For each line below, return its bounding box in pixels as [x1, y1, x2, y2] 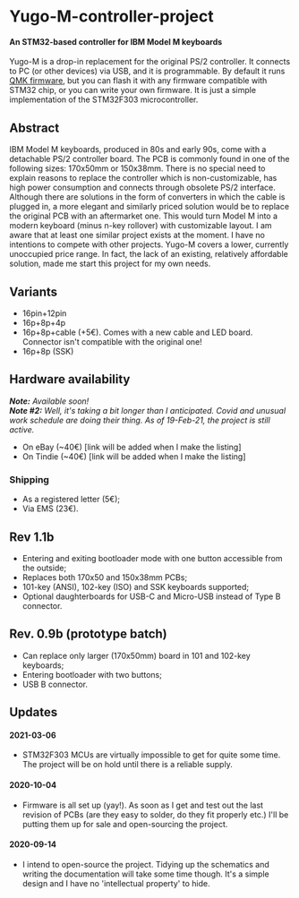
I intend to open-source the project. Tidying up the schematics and [21, 859, 270, 869]
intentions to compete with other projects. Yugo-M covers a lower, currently [9, 239, 289, 250]
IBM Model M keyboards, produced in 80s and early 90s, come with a [9, 144, 267, 155]
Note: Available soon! [9, 396, 90, 406]
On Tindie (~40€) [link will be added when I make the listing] [21, 450, 246, 462]
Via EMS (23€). [21, 503, 79, 514]
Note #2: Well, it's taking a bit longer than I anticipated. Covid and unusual [9, 405, 286, 415]
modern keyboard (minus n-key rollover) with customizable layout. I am [9, 220, 272, 231]
